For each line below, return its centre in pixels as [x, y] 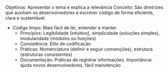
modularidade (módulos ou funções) [58, 38]
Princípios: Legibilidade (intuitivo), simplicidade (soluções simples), [90, 33]
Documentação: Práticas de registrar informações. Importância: [86, 60]
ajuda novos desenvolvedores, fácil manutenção [70, 65]
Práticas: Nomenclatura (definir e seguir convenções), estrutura [86, 49]
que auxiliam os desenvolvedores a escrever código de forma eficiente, [79, 13]
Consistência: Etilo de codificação [55, 44]
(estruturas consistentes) [46, 54]
